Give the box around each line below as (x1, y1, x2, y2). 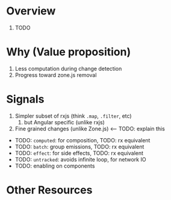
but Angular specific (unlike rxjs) (23, 118, 105, 126)
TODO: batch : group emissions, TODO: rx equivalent (14, 143, 145, 150)
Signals (6, 92, 45, 106)
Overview (6, 4, 56, 18)
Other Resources (6, 183, 93, 196)
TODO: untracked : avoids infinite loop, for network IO (14, 156, 146, 163)
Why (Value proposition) (6, 45, 131, 59)
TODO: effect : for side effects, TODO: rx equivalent (14, 149, 143, 157)
